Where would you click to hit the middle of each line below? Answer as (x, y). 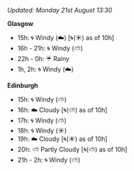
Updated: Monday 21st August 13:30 (60, 10)
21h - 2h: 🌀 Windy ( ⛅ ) (49, 160)
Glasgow (20, 23)
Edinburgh (23, 85)
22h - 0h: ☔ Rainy (43, 59)
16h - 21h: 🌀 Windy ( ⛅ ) (50, 48)
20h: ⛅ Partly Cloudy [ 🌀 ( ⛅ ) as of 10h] (72, 149)
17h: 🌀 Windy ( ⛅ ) (42, 121)
